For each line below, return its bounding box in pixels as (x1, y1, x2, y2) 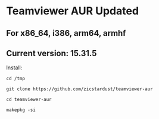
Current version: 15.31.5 (6, 48, 97, 58)
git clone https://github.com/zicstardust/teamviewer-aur (6, 86, 153, 92)
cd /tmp (6, 76, 26, 82)
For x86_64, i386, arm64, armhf (6, 28, 126, 38)
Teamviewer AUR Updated (6, 4, 139, 18)
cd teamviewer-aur (6, 97, 52, 103)
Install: (6, 64, 23, 71)
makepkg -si (6, 107, 36, 113)
